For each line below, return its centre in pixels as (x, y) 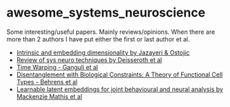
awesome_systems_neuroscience (106, 13)
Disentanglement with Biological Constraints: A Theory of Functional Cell (119, 75)
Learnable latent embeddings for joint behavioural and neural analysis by (119, 89)
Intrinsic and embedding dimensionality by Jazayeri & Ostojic (103, 52)
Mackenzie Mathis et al (49, 96)
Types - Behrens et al (47, 81)
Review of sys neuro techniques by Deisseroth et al (89, 59)
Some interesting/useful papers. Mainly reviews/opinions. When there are (111, 32)
